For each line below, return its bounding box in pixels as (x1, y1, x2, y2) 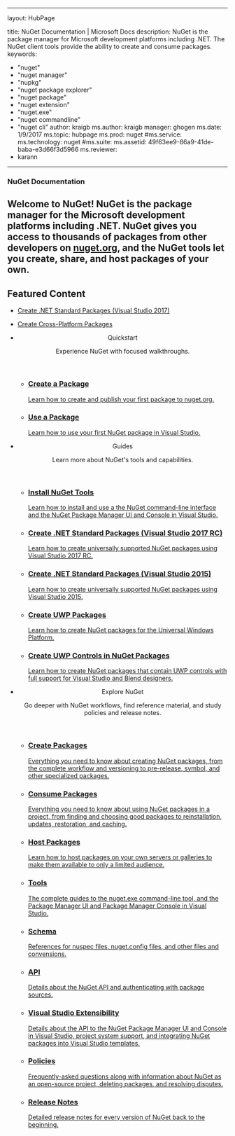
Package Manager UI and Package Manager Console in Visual (27, 901, 207, 910)
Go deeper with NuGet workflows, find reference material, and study (24, 701, 222, 709)
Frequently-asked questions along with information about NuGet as (27, 1072, 222, 1081)
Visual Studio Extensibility (27, 1008, 120, 1018)
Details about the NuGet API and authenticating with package (27, 983, 205, 992)
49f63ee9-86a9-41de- (148, 138, 214, 146)
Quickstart (107, 333, 138, 342)
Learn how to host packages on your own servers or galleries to (27, 853, 213, 861)
